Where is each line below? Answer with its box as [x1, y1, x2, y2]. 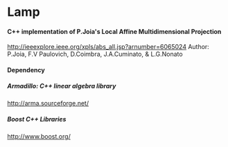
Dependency [7, 66, 45, 74]
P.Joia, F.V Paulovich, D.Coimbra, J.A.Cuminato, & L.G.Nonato [7, 50, 183, 59]
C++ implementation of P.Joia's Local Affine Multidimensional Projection [7, 27, 222, 35]
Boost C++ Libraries [7, 115, 67, 123]
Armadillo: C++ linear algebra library [7, 81, 116, 90]
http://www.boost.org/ [7, 132, 71, 140]
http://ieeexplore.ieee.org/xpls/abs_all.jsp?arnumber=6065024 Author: [7, 43, 209, 51]
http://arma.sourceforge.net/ [7, 99, 89, 107]
